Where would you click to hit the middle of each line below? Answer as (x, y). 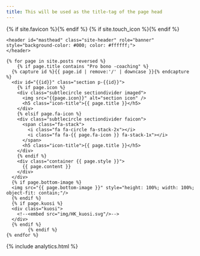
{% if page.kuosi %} (37, 203)
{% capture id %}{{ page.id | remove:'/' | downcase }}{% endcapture (100, 72)
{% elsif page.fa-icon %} (50, 114)
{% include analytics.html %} (42, 246)
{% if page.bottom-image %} (47, 182)
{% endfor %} (23, 235)
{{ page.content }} (46, 166)
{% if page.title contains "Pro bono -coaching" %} (83, 66)
